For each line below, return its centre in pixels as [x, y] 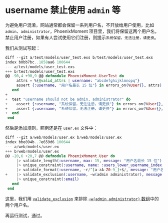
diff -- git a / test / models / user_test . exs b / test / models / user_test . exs [79, 57]
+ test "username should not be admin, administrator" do [68, 99]
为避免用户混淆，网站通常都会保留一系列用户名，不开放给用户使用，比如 [79, 25]
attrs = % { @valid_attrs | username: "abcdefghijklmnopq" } [78, 81]
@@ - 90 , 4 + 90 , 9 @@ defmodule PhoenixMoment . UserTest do [64, 76]
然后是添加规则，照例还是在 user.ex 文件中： [51, 128]
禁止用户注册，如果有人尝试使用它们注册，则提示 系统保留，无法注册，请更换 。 [82, 37]
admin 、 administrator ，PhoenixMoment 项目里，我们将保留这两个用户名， [82, 31]
